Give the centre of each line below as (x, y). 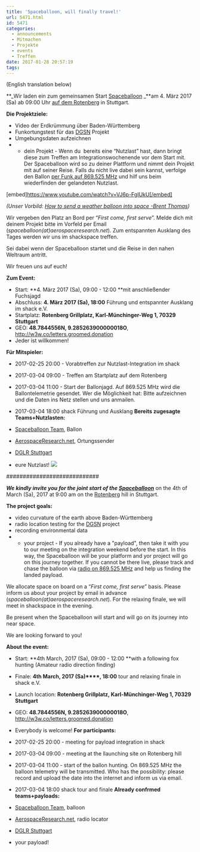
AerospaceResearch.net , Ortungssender (64, 441)
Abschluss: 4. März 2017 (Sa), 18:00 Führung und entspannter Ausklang (104, 303)
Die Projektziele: (27, 114)
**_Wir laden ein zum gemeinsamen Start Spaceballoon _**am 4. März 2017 (99, 96)
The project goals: (29, 506)
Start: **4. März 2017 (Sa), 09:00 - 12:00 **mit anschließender (92, 290)
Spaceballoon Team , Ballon (48, 430)
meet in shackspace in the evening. (50, 606)
